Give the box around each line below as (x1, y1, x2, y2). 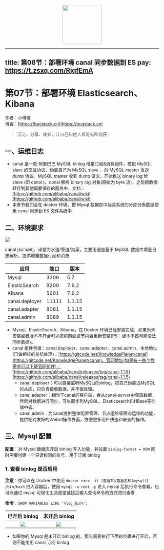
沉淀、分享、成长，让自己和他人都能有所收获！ (17, 131, 111, 137)
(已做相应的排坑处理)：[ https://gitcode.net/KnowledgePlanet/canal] (12, 351, 148, 357)
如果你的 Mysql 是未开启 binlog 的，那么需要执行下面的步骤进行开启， (12, 533, 153, 539)
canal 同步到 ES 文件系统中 (18, 208, 72, 214)
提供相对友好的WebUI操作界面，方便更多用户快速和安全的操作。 (19, 416, 149, 422)
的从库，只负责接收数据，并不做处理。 (19, 386, 97, 392)
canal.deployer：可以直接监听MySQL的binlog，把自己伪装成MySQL (19, 380, 155, 386)
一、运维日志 (5, 147, 44, 155)
